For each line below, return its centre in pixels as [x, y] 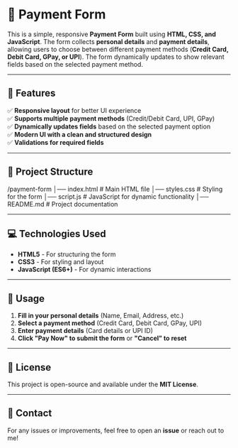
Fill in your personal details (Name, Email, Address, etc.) [101, 316]
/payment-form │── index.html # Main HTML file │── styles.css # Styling [115, 189]
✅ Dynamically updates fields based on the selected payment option [109, 126]
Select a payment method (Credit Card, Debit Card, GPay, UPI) [110, 323]
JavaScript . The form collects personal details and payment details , [109, 41]
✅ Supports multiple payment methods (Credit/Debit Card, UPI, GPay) [111, 118]
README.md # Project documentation [63, 204]
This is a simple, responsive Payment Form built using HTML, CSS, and [112, 34]
